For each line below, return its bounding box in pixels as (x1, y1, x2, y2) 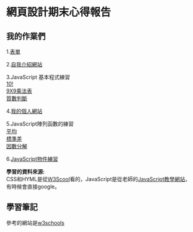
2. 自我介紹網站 (6, 61, 43, 68)
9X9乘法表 (6, 87, 32, 94)
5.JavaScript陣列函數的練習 (6, 120, 74, 127)
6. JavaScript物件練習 (6, 155, 59, 162)
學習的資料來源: (6, 168, 45, 175)
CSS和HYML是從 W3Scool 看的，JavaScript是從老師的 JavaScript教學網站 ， (6, 176, 191, 182)
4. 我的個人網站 (6, 108, 43, 114)
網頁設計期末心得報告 (6, 5, 112, 19)
